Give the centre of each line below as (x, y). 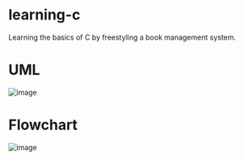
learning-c (44, 15)
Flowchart (43, 125)
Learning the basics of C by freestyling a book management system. (122, 37)
